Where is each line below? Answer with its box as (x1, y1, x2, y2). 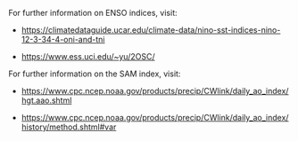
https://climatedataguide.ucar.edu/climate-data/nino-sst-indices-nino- (21, 25, 281, 35)
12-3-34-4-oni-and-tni (21, 35, 105, 44)
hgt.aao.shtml (21, 95, 72, 106)
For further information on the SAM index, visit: (8, 68, 181, 79)
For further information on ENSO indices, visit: (8, 8, 178, 18)
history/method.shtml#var (21, 121, 117, 132)
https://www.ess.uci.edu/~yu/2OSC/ (21, 51, 155, 61)
